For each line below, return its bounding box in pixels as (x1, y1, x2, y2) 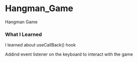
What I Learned (5, 31, 42, 38)
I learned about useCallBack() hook (5, 42, 76, 48)
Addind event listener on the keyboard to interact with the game (5, 51, 133, 57)
